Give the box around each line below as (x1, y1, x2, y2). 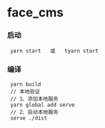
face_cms (7, 5, 64, 21)
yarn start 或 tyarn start (10, 48, 99, 55)
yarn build (10, 81, 41, 88)
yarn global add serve (10, 101, 75, 108)
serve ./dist (10, 114, 48, 121)
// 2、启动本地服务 (10, 108, 59, 116)
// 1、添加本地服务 (10, 95, 59, 102)
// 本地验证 (10, 88, 40, 95)
